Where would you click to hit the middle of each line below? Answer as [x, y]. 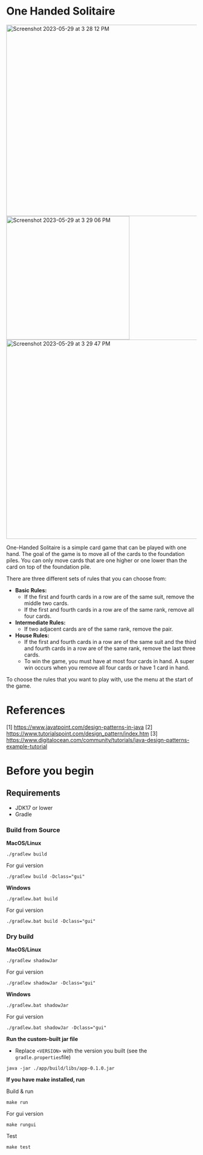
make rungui [21, 1125]
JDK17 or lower [34, 808]
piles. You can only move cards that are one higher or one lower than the [97, 560]
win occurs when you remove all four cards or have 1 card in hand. [107, 668]
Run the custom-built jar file [42, 1039]
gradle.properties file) [43, 1057]
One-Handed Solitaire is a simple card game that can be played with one [97, 547]
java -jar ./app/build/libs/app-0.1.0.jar [60, 1068]
